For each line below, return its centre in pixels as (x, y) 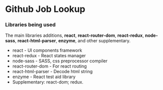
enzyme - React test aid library (44, 77)
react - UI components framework (47, 50)
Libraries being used (31, 25)
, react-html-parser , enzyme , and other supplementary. (73, 41)
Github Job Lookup (45, 9)
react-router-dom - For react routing (49, 66)
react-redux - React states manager (49, 56)
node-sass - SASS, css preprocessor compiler (60, 61)
